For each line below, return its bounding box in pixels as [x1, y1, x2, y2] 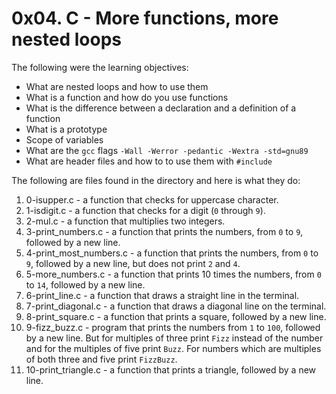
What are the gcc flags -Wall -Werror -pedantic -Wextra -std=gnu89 [25, 144, 309, 156]
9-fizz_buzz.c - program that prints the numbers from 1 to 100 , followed [25, 321, 321, 333]
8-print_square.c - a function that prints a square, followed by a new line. [25, 310, 327, 322]
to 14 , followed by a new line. [25, 278, 146, 291]
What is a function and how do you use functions [25, 91, 229, 103]
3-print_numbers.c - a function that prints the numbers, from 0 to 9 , [25, 225, 304, 237]
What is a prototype [25, 123, 108, 135]
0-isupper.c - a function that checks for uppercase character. [25, 193, 279, 206]
